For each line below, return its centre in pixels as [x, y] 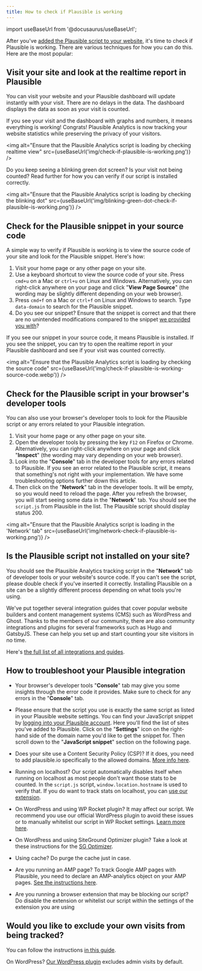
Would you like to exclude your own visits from [96, 926]
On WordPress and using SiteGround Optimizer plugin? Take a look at [101, 840]
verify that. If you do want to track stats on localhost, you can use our [101, 791]
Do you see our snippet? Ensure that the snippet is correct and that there [105, 313]
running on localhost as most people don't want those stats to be [96, 778]
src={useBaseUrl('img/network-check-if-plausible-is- [110, 531]
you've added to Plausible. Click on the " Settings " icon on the [92, 729]
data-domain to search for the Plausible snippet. [74, 307]
